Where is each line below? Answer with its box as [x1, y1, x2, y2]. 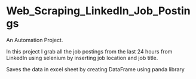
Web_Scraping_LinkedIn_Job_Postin [6, 4, 191, 18]
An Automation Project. [6, 36, 63, 43]
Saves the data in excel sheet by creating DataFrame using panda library [6, 65, 185, 72]
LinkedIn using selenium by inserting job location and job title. [6, 54, 158, 61]
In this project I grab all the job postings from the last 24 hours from [6, 48, 173, 55]
